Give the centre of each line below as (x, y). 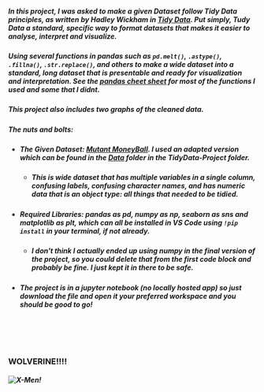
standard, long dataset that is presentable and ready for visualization (125, 73)
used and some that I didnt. (54, 89)
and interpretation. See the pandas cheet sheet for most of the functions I (132, 81)
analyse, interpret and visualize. (63, 36)
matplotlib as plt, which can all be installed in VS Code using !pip (129, 222)
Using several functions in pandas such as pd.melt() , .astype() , (115, 56)
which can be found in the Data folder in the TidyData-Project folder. (135, 158)
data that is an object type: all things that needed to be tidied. (135, 194)
